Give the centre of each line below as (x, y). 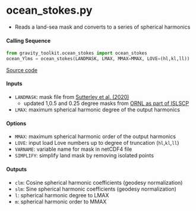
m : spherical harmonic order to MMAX (61, 201)
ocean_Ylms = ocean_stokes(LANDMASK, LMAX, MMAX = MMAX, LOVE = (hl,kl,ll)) (98, 59)
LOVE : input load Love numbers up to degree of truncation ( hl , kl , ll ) (97, 143)
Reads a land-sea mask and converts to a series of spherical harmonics (102, 27)
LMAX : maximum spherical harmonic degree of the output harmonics (97, 110)
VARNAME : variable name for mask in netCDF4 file (73, 149)
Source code (22, 70)
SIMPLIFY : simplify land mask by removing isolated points (84, 156)
